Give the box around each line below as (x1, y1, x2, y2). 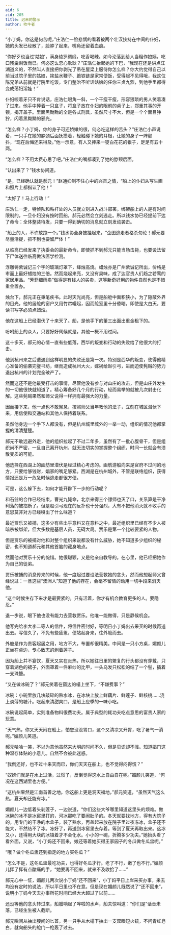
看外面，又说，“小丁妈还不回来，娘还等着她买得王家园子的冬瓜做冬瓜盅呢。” (5, 838, 163, 845)
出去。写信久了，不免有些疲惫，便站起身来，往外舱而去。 (5, 630, 126, 636)
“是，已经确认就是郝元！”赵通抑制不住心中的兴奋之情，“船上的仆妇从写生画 (5, 178, 163, 184)
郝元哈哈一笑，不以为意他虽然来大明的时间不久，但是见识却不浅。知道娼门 (5, 744, 161, 750)
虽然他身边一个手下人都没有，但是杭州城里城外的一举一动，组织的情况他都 (5, 421, 161, 427)
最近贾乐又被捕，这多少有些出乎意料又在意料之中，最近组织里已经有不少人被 (5, 520, 166, 526)
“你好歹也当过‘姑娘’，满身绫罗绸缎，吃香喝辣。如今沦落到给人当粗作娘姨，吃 (5, 54, 166, 60)
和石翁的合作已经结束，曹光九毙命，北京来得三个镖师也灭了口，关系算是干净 (5, 496, 166, 503)
